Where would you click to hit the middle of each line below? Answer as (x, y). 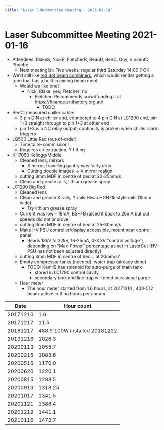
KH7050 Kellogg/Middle (37, 155)
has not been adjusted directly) (69, 251)
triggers (28, 134)
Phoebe (20, 64)
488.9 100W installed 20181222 (78, 330)
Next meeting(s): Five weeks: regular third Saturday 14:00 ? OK (85, 70)
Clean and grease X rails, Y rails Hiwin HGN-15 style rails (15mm (86, 197)
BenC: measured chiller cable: (43, 112)
